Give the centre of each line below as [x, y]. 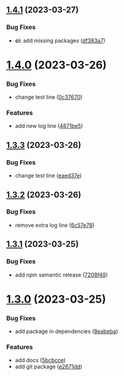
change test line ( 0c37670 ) [49, 97]
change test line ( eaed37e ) [48, 176]
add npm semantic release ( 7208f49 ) [61, 275]
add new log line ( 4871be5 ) [49, 126]
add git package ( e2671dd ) [49, 367]
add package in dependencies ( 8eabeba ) [67, 331]
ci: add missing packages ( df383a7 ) [60, 40]
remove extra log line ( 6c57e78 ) [55, 225]
